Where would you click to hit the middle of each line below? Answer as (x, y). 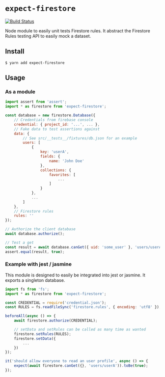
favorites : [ (62, 175)
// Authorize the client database (41, 229)
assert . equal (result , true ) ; (35, 252)
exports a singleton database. (35, 280)
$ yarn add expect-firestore (35, 63)
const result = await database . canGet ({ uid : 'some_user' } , (69, 247)
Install (15, 51)
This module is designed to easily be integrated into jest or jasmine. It (75, 275)
